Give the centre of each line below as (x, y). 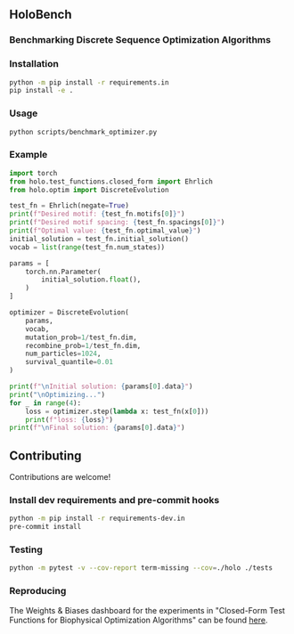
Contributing (45, 455)
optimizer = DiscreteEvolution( (69, 313)
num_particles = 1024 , (63, 354)
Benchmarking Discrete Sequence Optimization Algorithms (140, 40)
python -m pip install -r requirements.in (89, 82)
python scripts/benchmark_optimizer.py (83, 132)
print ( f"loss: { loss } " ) (69, 419)
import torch (33, 173)
